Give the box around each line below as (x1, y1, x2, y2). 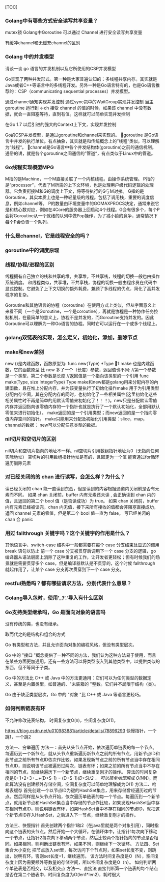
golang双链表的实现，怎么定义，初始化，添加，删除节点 (5, 334, 138, 341)
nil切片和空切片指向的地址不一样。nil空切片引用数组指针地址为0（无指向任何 (5, 447, 159, 454)
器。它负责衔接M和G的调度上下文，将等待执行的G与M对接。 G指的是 (5, 188, 144, 194)
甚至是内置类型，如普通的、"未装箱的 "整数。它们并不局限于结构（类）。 (13, 681, 159, 687)
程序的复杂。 (5, 292, 31, 298)
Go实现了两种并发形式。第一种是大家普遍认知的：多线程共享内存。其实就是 (5, 76, 157, 82)
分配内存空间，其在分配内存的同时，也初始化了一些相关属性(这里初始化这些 (5, 391, 158, 397)
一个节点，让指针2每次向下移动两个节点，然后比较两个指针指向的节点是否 (5, 834, 154, 840)
